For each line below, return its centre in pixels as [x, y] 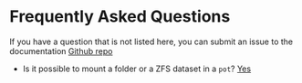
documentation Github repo [61, 51]
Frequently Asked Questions [120, 17]
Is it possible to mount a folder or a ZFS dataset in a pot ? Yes [137, 69]
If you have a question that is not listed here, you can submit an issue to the [151, 41]
